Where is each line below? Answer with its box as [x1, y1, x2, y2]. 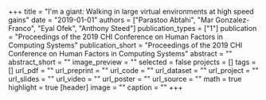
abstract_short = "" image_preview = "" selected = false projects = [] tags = [8, 57, 256, 67]
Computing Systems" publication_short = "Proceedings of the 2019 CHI [8, 40, 243, 50]
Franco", [8, 24, 36, 33]
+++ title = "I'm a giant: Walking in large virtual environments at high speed [8, 7, 255, 16]
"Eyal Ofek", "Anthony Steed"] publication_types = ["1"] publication [37, 24, 257, 33]
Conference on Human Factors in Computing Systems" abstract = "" [8, 49, 233, 58]
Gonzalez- [215, 15, 250, 25]
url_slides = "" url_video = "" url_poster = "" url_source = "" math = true [8, 75, 242, 83]
